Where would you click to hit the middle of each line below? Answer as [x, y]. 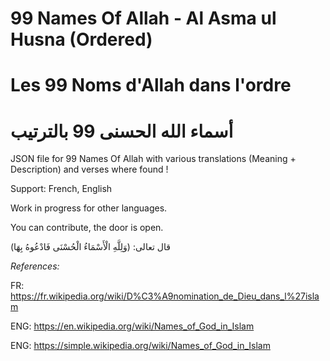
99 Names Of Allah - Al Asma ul [143, 18]
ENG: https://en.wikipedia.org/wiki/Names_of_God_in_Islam [132, 326]
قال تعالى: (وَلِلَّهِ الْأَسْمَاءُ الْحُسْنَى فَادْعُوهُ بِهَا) [90, 247]
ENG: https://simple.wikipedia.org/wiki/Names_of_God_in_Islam [140, 346]
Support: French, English [61, 189]
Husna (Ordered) [81, 39]
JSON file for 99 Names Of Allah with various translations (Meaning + [153, 159]
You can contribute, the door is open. [87, 228]
